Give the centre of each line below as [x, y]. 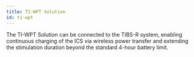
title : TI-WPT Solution [36, 12]
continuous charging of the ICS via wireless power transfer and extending [97, 41]
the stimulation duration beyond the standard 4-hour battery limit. [87, 47]
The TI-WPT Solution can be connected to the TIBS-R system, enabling [94, 34]
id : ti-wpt [20, 17]
